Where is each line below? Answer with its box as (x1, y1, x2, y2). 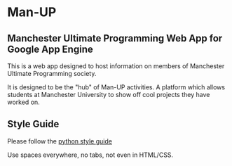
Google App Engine (7, 43, 93, 55)
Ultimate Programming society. (7, 70, 97, 77)
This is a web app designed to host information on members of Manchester (7, 62, 225, 70)
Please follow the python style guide (7, 136, 112, 145)
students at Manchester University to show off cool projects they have (7, 91, 210, 98)
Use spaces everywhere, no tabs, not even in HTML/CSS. (7, 151, 174, 159)
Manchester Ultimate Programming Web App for (7, 32, 223, 44)
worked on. (7, 98, 40, 106)
